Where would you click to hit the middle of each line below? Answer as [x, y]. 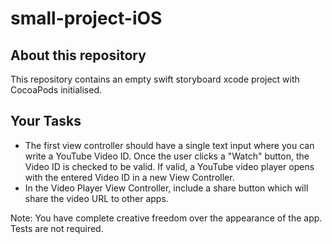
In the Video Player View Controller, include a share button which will [166, 188]
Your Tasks [46, 121]
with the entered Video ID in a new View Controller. [129, 177]
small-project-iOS [86, 18]
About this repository [78, 55]
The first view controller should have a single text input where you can [169, 145]
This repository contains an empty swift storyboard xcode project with [155, 79]
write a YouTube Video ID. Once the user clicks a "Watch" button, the [167, 156]
